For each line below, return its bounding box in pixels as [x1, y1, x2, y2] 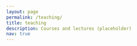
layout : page [6, 8, 39, 15]
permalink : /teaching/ [6, 14, 63, 20]
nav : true [6, 31, 31, 37]
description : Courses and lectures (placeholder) [6, 25, 132, 32]
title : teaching [6, 20, 46, 26]
